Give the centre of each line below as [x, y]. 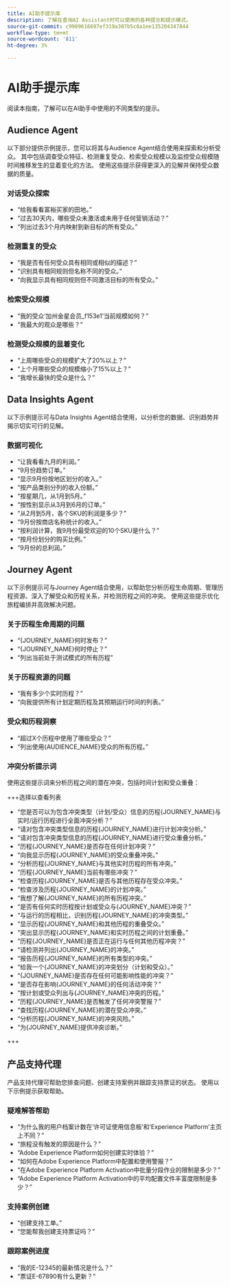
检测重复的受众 [32, 246]
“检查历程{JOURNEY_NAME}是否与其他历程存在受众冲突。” [100, 881]
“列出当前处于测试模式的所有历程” [65, 658]
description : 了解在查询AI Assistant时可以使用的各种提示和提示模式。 [99, 20]
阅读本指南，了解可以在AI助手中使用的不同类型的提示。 [85, 108]
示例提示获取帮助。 [40, 1091]
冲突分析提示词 [32, 766]
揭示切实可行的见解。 [37, 425]
